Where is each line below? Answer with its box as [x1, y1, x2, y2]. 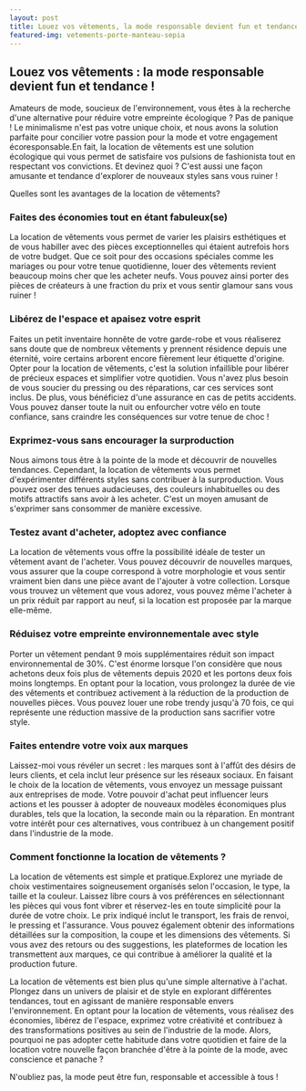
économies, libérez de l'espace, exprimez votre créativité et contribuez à [9, 1015, 283, 1026]
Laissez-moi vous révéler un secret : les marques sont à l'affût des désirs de [9, 760, 296, 771]
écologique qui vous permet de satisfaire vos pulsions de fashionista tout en [9, 152, 296, 163]
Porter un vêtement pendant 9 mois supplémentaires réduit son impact [9, 648, 275, 659]
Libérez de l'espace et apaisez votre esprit [9, 312, 201, 325]
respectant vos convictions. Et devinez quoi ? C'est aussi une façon [9, 161, 263, 172]
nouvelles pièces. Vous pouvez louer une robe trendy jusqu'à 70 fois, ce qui [9, 697, 294, 708]
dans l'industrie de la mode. [9, 827, 114, 838]
